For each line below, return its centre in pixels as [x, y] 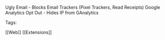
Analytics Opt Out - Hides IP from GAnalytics [52, 13]
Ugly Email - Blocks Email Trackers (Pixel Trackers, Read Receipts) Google [83, 7]
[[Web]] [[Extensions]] [29, 32]
